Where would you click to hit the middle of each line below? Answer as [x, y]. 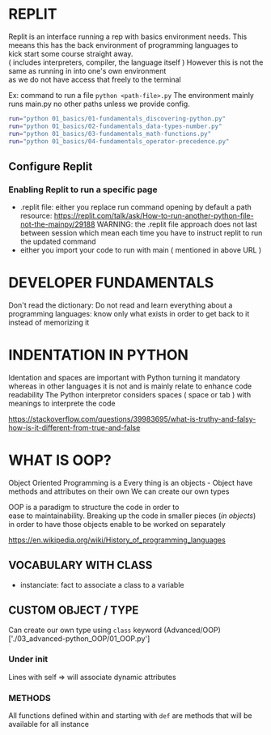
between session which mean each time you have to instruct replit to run [141, 233]
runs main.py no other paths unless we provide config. [99, 104]
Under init [28, 659]
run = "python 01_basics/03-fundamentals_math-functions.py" [110, 134]
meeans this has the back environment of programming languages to [123, 45]
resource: [36, 216]
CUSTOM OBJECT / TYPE [74, 611]
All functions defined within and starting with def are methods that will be [130, 716]
